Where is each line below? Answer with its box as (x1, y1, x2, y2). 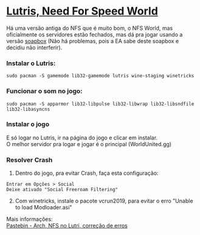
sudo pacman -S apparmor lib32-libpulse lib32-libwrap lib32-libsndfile (6, 100, 195, 107)
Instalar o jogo (6, 120, 50, 128)
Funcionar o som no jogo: (6, 87, 83, 96)
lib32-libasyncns (6, 106, 50, 112)
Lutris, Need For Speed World (6, 4, 158, 18)
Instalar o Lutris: (6, 59, 56, 68)
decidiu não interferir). (6, 44, 63, 51)
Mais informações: (6, 216, 53, 223)
